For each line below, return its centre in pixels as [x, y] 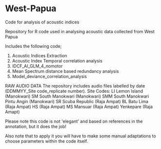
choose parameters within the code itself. [47, 141]
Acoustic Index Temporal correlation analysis [57, 61]
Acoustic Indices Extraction [39, 55]
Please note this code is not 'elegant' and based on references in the [74, 121]
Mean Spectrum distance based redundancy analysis [65, 71]
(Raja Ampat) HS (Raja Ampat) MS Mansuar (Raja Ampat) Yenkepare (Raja [79, 106]
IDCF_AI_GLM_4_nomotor [37, 66]
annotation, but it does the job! [36, 126]
